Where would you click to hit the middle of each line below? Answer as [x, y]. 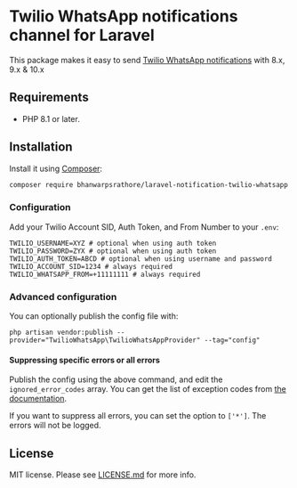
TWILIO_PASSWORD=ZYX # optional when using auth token [113, 251]
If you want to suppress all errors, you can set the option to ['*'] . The [138, 416]
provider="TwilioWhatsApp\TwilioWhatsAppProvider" [105, 340]
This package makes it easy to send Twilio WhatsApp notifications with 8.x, [147, 60]
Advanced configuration [63, 297]
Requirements [49, 98]
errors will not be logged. [55, 426]
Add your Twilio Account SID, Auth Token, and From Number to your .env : [144, 227]
